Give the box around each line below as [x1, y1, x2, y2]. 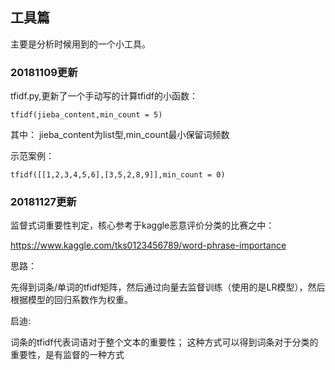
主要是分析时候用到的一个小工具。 [10, 38, 151, 50]
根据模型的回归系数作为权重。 [10, 294, 133, 306]
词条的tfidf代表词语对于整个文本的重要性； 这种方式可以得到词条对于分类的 [10, 336, 319, 348]
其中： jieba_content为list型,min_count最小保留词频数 [10, 129, 230, 141]
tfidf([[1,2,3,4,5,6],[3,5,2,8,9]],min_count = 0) [10, 170, 226, 180]
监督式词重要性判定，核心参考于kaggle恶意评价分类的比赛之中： [10, 219, 275, 232]
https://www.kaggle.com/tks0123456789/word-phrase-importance [10, 239, 287, 252]
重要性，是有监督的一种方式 [10, 349, 125, 361]
